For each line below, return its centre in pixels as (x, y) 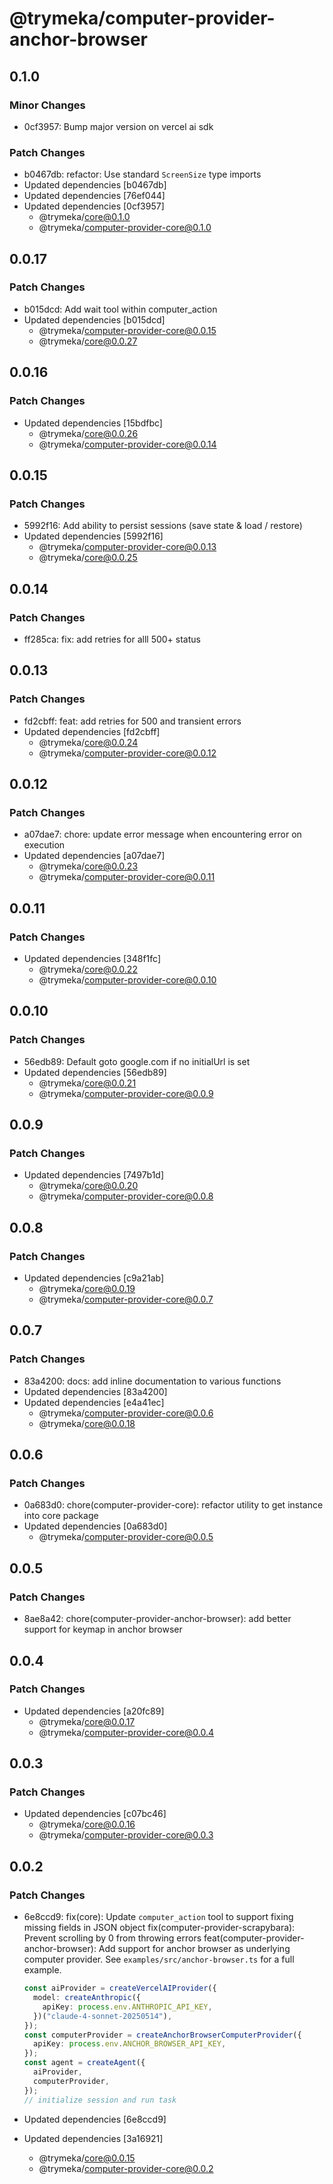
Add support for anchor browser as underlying (194, 1949)
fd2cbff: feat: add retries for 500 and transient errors (132, 721)
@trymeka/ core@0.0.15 (87, 2158)
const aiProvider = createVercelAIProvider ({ (120, 1988)
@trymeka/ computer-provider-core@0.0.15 (127, 330)
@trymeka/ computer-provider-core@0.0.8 (126, 1196)
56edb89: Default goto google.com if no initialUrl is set (137, 1061)
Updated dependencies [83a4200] (95, 1391)
